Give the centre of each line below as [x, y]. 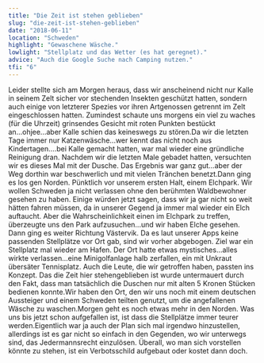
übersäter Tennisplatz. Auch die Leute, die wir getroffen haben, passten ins [131, 266]
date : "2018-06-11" [40, 30]
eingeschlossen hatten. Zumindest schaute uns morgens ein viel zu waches [132, 115]
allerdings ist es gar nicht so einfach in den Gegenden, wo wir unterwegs [128, 334]
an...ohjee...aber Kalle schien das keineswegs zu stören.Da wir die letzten [128, 132]
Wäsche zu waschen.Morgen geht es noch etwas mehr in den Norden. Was [132, 308]
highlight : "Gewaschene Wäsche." [63, 45]
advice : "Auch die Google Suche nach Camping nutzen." [101, 60]
